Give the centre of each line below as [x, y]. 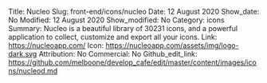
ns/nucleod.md [33, 71]
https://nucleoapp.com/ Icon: [56, 45]
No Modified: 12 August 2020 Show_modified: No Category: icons [116, 20]
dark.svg [23, 54]
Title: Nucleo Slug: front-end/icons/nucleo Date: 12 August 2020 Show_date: [134, 12]
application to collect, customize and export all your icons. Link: [113, 37]
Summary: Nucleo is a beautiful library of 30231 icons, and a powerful [123, 28]
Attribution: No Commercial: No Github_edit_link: [118, 54]
